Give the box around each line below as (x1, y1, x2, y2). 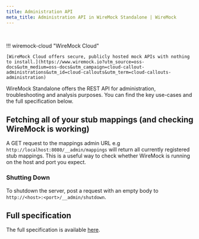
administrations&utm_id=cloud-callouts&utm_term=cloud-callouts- (6, 69, 171, 75)
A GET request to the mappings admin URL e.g (6, 140, 121, 147)
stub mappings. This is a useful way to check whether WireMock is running (6, 152, 190, 159)
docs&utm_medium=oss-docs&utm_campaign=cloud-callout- (6, 64, 145, 70)
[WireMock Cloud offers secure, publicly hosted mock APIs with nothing (6, 54, 190, 59)
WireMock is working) (6, 124, 90, 134)
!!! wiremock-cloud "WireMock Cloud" (6, 42, 99, 49)
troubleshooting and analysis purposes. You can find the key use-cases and (6, 91, 192, 98)
